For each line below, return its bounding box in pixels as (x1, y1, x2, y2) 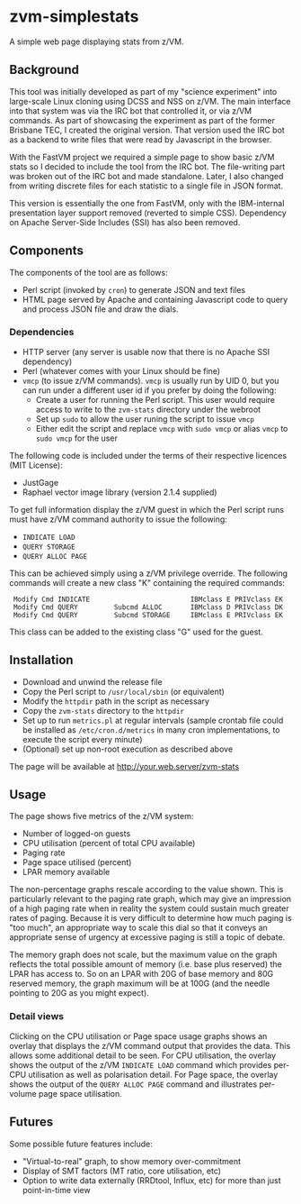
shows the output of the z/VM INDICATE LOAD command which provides (9, 1059, 272, 1070)
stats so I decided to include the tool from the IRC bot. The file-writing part (9, 160, 286, 172)
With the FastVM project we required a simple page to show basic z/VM (9, 151, 275, 162)
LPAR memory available (22, 867, 111, 878)
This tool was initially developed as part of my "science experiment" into (9, 86, 278, 96)
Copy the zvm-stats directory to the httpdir (22, 705, 185, 716)
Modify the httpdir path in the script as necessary (22, 696, 209, 707)
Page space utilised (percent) (22, 857, 132, 868)
